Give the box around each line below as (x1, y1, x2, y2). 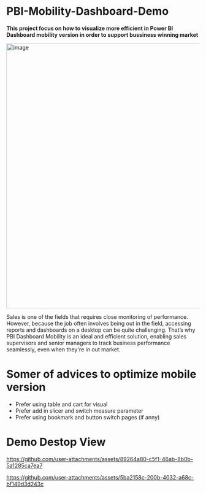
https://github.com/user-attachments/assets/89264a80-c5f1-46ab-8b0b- (6, 455, 194, 462)
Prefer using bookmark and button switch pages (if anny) (15, 413, 160, 421)
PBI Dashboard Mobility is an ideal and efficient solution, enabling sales (6, 332, 187, 340)
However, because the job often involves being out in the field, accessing (6, 319, 191, 327)
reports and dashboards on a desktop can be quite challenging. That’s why (6, 326, 196, 334)
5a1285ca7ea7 (6, 462, 43, 469)
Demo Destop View (6, 435, 106, 449)
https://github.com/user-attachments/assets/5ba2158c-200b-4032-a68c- (6, 473, 194, 481)
